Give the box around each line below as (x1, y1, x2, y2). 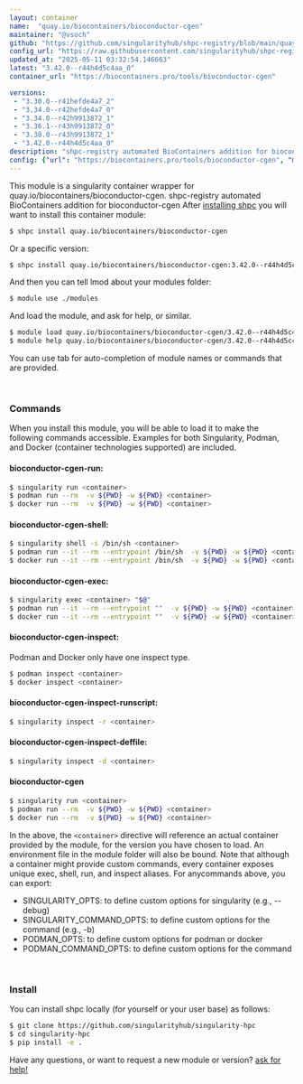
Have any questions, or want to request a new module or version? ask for (9, 1054, 281, 1065)
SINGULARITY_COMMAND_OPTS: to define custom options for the (22, 914, 271, 925)
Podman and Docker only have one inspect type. (9, 651, 191, 662)
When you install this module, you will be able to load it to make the (9, 423, 260, 434)
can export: (9, 877, 52, 888)
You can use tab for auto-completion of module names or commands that (9, 353, 282, 363)
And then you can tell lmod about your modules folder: (9, 276, 212, 287)
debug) (22, 904, 50, 915)
